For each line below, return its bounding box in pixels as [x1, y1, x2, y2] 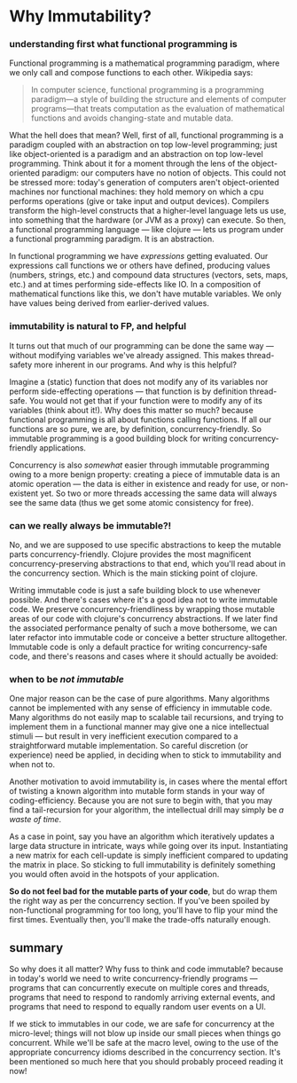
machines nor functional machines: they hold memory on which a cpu [9, 186, 264, 197]
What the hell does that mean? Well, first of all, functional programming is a [9, 130, 284, 141]
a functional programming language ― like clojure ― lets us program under [9, 224, 284, 235]
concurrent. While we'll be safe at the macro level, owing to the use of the [9, 1038, 279, 1048]
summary [9, 940, 64, 955]
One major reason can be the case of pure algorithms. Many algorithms [9, 694, 270, 704]
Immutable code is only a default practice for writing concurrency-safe [9, 641, 268, 653]
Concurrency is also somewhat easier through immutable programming [9, 459, 270, 470]
